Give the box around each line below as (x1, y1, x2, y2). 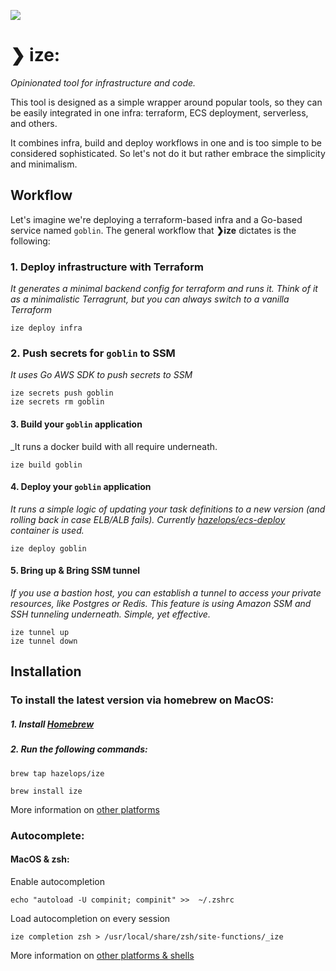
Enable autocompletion (10, 875, 106, 887)
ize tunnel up (10, 627, 70, 637)
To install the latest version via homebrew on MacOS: (10, 693, 275, 707)
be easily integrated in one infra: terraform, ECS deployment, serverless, (10, 106, 309, 119)
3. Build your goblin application (10, 418, 143, 430)
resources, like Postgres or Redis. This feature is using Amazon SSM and (10, 597, 312, 609)
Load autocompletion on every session (10, 912, 171, 924)
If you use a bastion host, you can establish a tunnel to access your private (10, 586, 322, 599)
